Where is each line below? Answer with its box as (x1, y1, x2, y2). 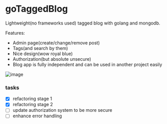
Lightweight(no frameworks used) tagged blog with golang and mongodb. (5, 20, 160, 26)
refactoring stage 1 (12, 95, 52, 102)
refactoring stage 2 (12, 102, 53, 108)
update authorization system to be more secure (12, 107, 113, 113)
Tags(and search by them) (12, 45, 68, 51)
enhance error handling (12, 113, 62, 119)
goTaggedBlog (5, 3, 68, 15)
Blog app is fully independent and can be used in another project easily (12, 61, 162, 67)
